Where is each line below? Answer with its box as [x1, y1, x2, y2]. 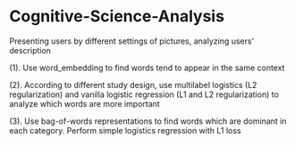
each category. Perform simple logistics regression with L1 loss [9, 125, 241, 135]
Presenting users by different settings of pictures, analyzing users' [9, 36, 255, 46]
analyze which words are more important [9, 98, 161, 109]
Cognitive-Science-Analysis [9, 6, 225, 27]
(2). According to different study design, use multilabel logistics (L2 [9, 79, 257, 90]
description [9, 44, 52, 55]
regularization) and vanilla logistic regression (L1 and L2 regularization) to [9, 89, 280, 100]
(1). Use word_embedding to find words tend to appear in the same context [9, 62, 285, 73]
